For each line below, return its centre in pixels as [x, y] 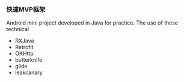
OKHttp [24, 54]
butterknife [29, 60]
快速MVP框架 [26, 9]
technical [17, 29]
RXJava [24, 41]
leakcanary [29, 72]
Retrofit [24, 47]
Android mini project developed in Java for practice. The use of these [92, 23]
